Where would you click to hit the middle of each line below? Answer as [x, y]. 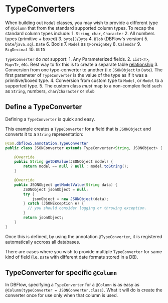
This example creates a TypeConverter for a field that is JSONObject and [78, 129]
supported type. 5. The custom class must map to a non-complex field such [83, 85]
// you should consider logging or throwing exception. [87, 208]
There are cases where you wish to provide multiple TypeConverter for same [83, 251]
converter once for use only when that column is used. [62, 295]
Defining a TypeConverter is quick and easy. [50, 119]
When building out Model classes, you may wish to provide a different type [81, 23]
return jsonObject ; [44, 218]
